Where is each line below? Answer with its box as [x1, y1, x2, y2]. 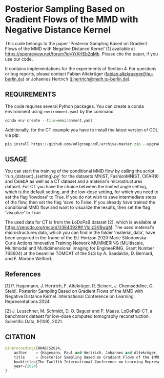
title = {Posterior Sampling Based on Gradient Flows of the [14, 354, 150, 360]
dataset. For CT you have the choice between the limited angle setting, [5, 184, 147, 190]
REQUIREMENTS [5, 90, 56, 99]
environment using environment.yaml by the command [5, 108, 114, 114]
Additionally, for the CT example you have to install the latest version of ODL [5, 126, 159, 133]
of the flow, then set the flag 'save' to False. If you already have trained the [5, 200, 155, 205]
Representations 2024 [5, 299, 50, 304]
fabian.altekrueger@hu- [105, 71, 154, 76]
